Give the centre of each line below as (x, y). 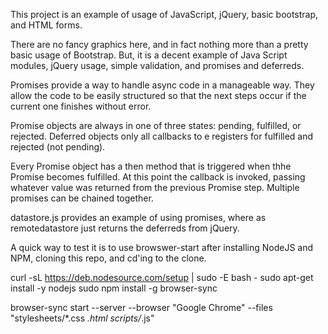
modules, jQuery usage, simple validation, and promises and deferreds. (157, 65)
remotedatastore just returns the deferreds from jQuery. (125, 228)
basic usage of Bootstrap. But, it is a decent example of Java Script (149, 55)
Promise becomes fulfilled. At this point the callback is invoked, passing (158, 177)
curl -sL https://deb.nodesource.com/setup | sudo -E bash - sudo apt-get (162, 277)
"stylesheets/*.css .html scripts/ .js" (82, 318)
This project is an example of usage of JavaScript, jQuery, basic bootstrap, (164, 14)
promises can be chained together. (82, 198)
